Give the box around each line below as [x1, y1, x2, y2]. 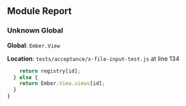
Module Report [7, 5, 72, 17]
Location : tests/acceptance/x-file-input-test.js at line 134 [7, 54, 180, 63]
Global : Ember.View [7, 41, 60, 50]
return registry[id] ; [19, 67, 81, 74]
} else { [13, 74, 38, 81]
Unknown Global [7, 26, 64, 35]
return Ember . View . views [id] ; [19, 80, 106, 87]
